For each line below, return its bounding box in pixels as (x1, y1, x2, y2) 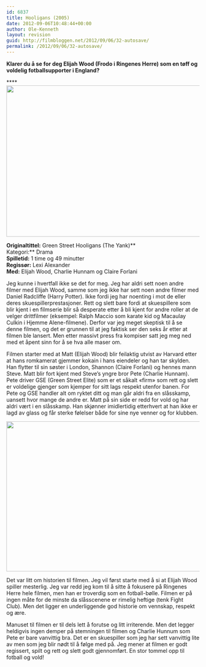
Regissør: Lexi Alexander (6, 261, 71, 268)
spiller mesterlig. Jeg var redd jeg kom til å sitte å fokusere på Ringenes (6, 583, 187, 590)
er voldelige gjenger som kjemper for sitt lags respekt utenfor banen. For (6, 383, 190, 390)
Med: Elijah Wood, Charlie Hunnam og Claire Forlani (6, 268, 138, 275)
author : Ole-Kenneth (6, 26, 59, 33)
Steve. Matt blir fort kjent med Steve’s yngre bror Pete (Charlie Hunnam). (6, 370, 189, 377)
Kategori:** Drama (6, 248, 53, 255)
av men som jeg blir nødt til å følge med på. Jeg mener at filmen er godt (6, 640, 188, 648)
